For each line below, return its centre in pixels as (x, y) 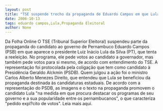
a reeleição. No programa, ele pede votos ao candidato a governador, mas (79, 57)
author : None (18, 28)
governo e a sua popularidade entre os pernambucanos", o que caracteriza (80, 98)
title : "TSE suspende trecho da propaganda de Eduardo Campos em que (77, 14)
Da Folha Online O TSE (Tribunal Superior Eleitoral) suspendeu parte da (76, 41)
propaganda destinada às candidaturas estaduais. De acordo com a (73, 83)
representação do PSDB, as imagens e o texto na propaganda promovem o (80, 88)
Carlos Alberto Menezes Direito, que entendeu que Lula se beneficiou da (78, 78)
